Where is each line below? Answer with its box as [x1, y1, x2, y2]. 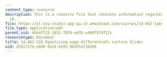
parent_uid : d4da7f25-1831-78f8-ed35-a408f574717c [5, 30, 112, 35]
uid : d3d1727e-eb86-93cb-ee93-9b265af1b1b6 [5, 44, 97, 49]
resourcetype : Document [5, 35, 55, 40]
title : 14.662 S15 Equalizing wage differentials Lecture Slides [5, 40, 143, 45]
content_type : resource [5, 7, 55, 12]
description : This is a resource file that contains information [5, 12, 143, 17]
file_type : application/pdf [5, 26, 64, 31]
